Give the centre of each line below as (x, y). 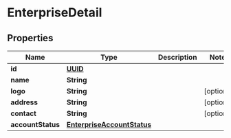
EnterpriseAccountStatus (109, 125)
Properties (30, 38)
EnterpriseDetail (55, 13)
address (24, 102)
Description (177, 57)
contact (23, 113)
